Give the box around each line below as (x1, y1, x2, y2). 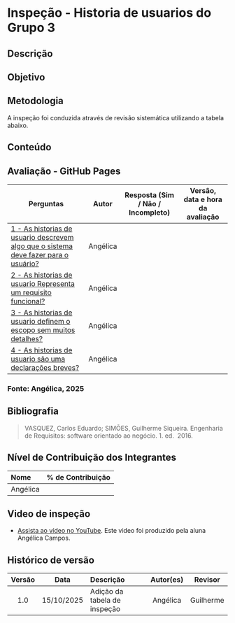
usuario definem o (10, 316, 71, 326)
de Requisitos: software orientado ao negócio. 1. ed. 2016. (24, 431, 194, 440)
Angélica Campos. (17, 534, 71, 543)
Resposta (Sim (124, 190, 175, 200)
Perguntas (28, 199, 64, 208)
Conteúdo (7, 141, 52, 153)
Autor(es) (150, 575, 184, 585)
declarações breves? (10, 362, 80, 372)
